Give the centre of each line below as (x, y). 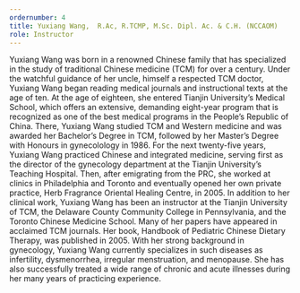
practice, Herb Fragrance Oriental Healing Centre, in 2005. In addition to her (150, 193)
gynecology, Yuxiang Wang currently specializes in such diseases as (136, 250)
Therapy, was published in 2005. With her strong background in (127, 241)
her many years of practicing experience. (86, 279)
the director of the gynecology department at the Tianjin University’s (136, 164)
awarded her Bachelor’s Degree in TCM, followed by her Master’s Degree (144, 136)
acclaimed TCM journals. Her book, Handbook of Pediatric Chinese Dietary (148, 231)
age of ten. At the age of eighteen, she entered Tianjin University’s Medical (147, 98)
